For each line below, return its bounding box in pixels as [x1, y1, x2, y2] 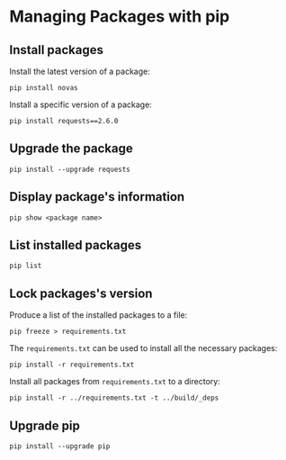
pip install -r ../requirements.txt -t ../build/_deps [9, 393, 219, 402]
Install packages [9, 42, 103, 58]
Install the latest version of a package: [9, 66, 150, 77]
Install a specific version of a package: [9, 99, 153, 110]
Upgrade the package [9, 141, 133, 157]
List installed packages [9, 238, 142, 253]
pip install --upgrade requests [9, 165, 130, 174]
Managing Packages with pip [9, 6, 230, 27]
